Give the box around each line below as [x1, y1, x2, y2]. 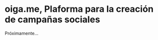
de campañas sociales [5, 14, 100, 25]
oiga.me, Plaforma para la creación [5, 3, 154, 15]
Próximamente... [5, 30, 39, 36]
